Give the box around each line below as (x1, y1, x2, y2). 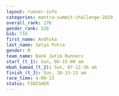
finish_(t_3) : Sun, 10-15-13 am (6, 70, 86, 76)
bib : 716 (6, 31, 28, 37)
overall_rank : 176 (6, 20, 52, 26)
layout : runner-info (6, 8, 58, 15)
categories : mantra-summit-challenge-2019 (6, 14, 113, 20)
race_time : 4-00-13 (6, 75, 55, 81)
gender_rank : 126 (6, 25, 49, 32)
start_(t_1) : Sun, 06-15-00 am (6, 58, 84, 64)
